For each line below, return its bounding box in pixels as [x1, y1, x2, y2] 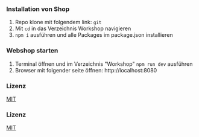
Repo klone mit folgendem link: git [14, 19, 102, 26]
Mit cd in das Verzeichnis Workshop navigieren [14, 25, 131, 32]
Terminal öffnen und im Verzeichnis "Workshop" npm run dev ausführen [14, 60, 193, 68]
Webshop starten [6, 46, 58, 55]
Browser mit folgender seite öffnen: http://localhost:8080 [14, 66, 157, 74]
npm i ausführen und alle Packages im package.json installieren [14, 31, 173, 39]
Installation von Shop [6, 5, 70, 13]
